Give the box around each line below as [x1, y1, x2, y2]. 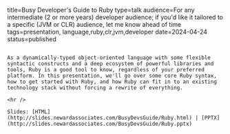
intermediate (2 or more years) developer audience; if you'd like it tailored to [7, 13, 224, 21]
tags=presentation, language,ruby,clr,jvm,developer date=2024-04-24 [7, 27, 208, 36]
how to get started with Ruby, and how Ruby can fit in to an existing [7, 78, 217, 85]
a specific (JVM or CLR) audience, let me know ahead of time [7, 21, 182, 28]
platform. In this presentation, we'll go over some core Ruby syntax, [7, 72, 217, 79]
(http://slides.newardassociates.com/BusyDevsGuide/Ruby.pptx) [7, 120, 193, 127]
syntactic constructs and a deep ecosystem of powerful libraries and [7, 60, 214, 67]
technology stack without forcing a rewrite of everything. [7, 85, 184, 91]
